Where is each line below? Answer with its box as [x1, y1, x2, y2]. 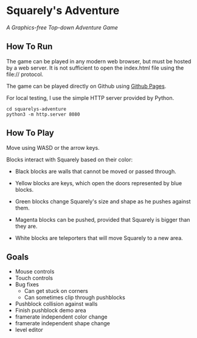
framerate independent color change [15, 313, 108, 320]
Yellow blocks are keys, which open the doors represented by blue [15, 179, 182, 186]
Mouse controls [15, 268, 55, 275]
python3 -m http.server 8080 [6, 111, 80, 118]
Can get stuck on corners [24, 287, 88, 295]
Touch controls [15, 275, 54, 282]
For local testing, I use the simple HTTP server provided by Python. [6, 94, 175, 101]
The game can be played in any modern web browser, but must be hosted [6, 57, 192, 65]
